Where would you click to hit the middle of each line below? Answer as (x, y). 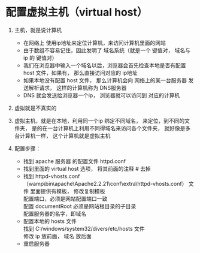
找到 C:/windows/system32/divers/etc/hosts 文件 (84, 228)
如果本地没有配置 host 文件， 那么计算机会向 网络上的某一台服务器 (105, 80)
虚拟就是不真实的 (35, 108)
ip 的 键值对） (40, 58)
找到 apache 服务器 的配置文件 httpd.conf (75, 161)
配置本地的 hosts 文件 (50, 221)
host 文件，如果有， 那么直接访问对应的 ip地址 (81, 73)
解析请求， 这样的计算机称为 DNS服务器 (78, 88)
